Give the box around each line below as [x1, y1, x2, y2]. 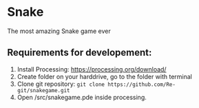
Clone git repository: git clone [17, 80, 105, 88]
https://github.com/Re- [107, 80, 176, 88]
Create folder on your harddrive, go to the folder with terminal [17, 72, 193, 80]
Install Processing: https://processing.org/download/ [17, 65, 167, 73]
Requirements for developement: [7, 47, 152, 58]
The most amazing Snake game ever [7, 27, 112, 35]
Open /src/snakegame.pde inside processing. [17, 93, 147, 101]
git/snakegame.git [17, 87, 70, 94]
